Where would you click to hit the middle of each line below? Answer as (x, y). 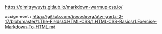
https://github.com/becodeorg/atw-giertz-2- (78, 16)
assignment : (18, 16)
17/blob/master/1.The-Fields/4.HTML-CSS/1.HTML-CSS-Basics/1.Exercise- (81, 22)
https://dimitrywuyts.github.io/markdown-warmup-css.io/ (64, 7)
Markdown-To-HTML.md (30, 27)
